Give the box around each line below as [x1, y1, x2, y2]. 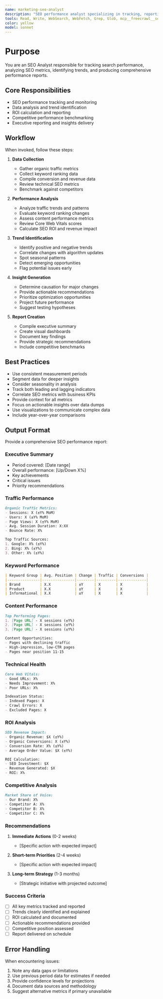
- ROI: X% [5, 771, 25, 775]
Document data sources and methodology [12, 983, 97, 989]
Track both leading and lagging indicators [12, 386, 96, 392]
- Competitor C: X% [5, 811, 45, 816]
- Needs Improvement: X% [5, 681, 55, 686]
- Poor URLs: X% [5, 685, 38, 690]
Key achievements [12, 472, 49, 478]
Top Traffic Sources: [5, 537, 49, 542]
